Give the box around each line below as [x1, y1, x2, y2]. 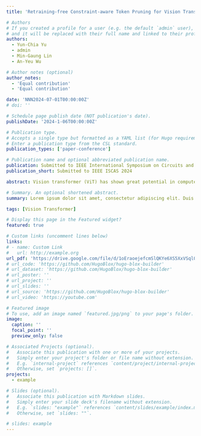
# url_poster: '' [6, 272, 50, 278]
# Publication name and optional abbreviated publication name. [6, 157, 170, 163]
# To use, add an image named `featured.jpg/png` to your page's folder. [6, 310, 194, 317]
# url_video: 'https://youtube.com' [6, 294, 98, 300]
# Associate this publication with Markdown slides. [6, 393, 146, 400]
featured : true [6, 222, 44, 228]
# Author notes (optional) [6, 69, 74, 75]
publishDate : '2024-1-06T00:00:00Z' [6, 118, 98, 124]
